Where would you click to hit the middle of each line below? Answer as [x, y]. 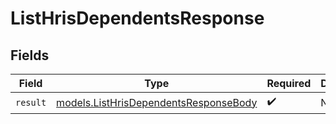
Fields [30, 55]
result [31, 102]
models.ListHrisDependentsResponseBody [157, 102]
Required [289, 83]
